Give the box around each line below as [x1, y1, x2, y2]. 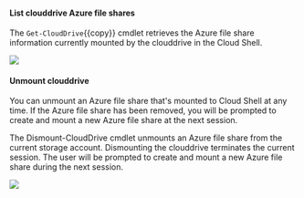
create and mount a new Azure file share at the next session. [9, 115, 238, 126]
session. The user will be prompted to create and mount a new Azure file [9, 151, 283, 163]
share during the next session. [9, 162, 124, 172]
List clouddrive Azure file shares [9, 7, 135, 18]
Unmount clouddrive [9, 75, 89, 86]
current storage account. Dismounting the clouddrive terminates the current [9, 142, 295, 153]
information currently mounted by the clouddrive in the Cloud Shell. [9, 37, 263, 48]
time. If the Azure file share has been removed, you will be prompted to [9, 105, 277, 116]
